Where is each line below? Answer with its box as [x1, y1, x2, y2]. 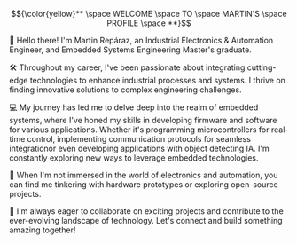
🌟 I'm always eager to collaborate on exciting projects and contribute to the [9, 206, 284, 216]
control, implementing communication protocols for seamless [27, 134, 251, 144]
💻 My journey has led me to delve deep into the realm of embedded [9, 102, 259, 113]
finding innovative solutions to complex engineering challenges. [9, 84, 242, 95]
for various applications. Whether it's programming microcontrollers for [9, 124, 270, 135]
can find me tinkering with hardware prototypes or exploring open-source [9, 179, 278, 190]
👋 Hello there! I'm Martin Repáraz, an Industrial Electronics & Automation [9, 35, 274, 45]
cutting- [246, 62, 277, 73]
